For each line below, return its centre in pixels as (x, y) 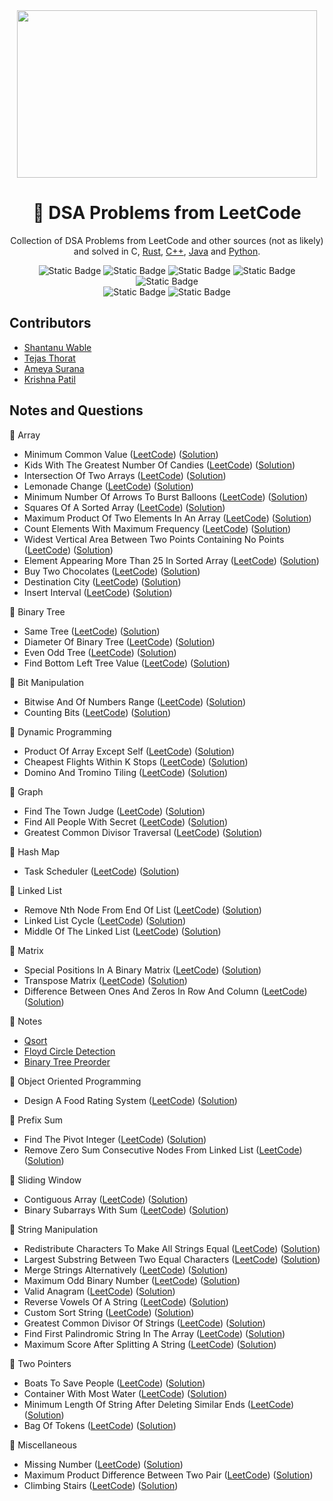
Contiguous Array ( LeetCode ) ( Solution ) (106, 1199)
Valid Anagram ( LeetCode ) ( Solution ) (99, 1291)
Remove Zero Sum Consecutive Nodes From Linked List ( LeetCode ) (163, 1150)
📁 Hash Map (35, 851)
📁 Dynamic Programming (60, 731)
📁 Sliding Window (45, 1180)
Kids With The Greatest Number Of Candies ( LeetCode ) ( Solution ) (159, 465)
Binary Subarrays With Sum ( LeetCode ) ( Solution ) (126, 1210)
